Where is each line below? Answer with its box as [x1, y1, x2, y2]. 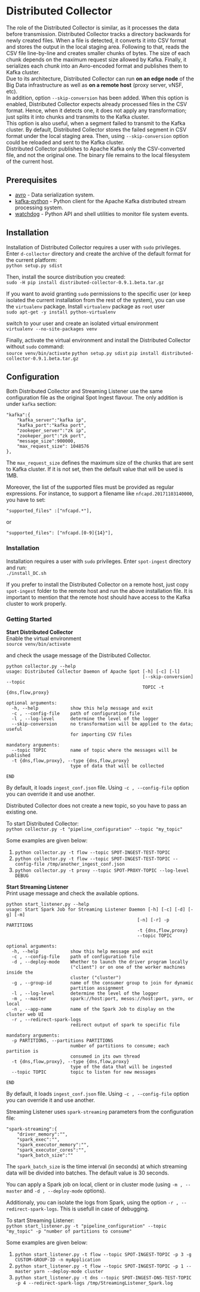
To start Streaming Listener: [6, 1216, 75, 1224]
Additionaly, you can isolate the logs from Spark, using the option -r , [6, 1198, 179, 1206]
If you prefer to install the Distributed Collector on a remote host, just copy [6, 580, 189, 588]
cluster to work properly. [6, 600, 67, 607]
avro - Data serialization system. [14, 191, 95, 198]
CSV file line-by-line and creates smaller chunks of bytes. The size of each [6, 49, 190, 56]
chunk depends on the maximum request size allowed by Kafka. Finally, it [6, 56, 187, 63]
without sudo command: [6, 343, 64, 350]
